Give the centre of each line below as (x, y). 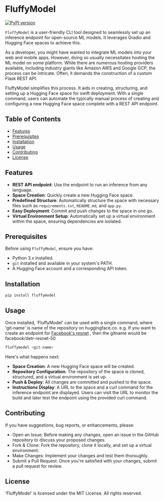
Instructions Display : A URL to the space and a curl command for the (82, 387)
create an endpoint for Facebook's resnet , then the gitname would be (76, 333)
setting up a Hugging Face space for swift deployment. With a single (74, 93)
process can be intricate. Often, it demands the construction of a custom (79, 73)
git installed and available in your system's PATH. (62, 263)
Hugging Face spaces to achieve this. (43, 42)
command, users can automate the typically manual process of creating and (82, 98)
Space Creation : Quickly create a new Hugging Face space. (73, 195)
